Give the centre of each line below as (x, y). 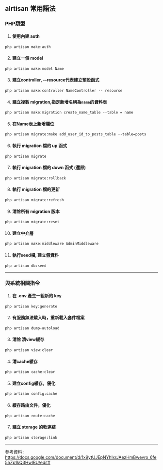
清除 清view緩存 (28, 340)
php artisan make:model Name (34, 69)
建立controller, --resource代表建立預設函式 (56, 80)
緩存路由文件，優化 (31, 405)
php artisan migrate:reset (32, 222)
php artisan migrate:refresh (34, 200)
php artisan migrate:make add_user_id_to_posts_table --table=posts (76, 134)
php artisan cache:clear (30, 372)
